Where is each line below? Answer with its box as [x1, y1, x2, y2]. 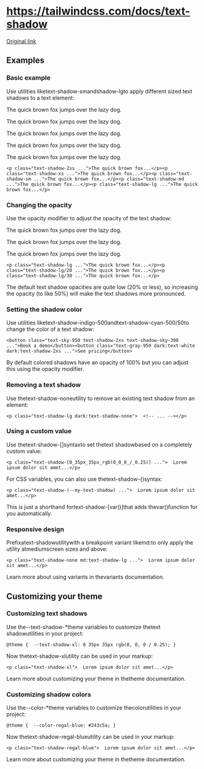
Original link [6, 37, 37, 45]
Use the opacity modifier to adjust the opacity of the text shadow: [6, 214, 172, 221]
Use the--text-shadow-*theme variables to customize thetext [6, 623, 161, 631]
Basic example [6, 73, 51, 82]
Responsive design [6, 525, 64, 533]
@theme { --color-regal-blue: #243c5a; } [6, 723, 116, 729]
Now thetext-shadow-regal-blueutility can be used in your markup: [6, 733, 175, 741]
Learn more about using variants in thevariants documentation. [6, 573, 165, 581]
